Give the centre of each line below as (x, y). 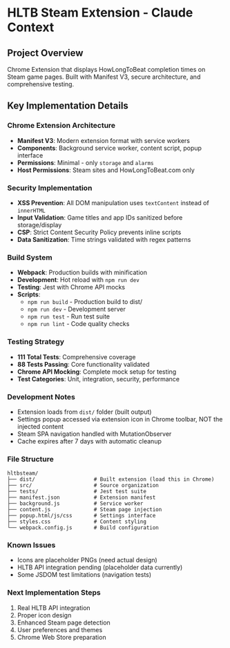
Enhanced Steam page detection (64, 622)
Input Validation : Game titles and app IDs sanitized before (100, 217)
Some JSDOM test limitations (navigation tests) (84, 575)
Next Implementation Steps (54, 593)
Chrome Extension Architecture (61, 126)
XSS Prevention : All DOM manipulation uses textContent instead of (113, 202)
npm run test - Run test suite (69, 316)
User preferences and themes (60, 629)
